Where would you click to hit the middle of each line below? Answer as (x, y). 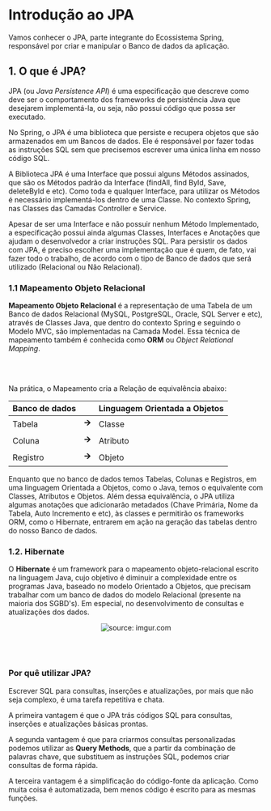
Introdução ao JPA (72, 15)
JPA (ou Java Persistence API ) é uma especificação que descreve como (129, 91)
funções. (23, 798)
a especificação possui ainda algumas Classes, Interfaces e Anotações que (134, 232)
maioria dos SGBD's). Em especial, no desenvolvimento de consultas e (126, 604)
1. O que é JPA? (47, 72)
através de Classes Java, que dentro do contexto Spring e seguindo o (125, 323)
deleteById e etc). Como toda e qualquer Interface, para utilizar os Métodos (134, 191)
